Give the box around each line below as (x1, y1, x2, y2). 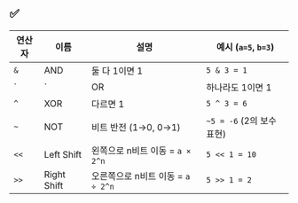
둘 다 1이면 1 (91, 65, 144, 77)
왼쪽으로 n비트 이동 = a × (91, 144, 192, 157)
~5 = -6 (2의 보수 (206, 114, 278, 127)
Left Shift (43, 148, 82, 160)
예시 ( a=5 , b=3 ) (216, 41, 275, 53)
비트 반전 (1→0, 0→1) (91, 121, 181, 133)
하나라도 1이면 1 (206, 81, 272, 93)
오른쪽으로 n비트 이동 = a (91, 169, 191, 182)
